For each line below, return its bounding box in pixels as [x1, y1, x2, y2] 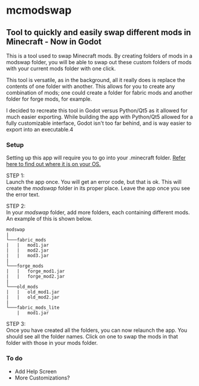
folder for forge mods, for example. [6, 96, 92, 102]
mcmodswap [6, 4, 72, 17]
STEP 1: [6, 172, 25, 179]
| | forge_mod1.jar [6, 268, 65, 274]
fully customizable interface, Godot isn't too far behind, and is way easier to [6, 120, 192, 127]
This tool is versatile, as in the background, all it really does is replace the [6, 77, 185, 83]
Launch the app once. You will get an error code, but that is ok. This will [6, 178, 182, 186]
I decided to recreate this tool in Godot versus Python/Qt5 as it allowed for [6, 107, 188, 114]
